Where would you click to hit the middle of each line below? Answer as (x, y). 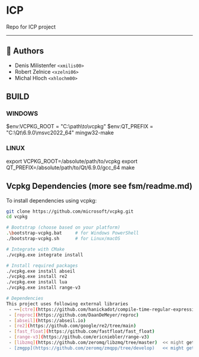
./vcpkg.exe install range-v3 (44, 288)
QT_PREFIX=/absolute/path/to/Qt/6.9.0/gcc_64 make (70, 168)
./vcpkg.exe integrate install (45, 255)
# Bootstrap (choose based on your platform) (63, 228)
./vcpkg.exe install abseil (41, 271)
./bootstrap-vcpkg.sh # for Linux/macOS (63, 239)
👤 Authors (25, 51)
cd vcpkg (17, 217)
